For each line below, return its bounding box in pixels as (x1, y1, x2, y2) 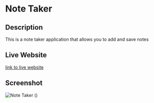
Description (5, 23, 43, 32)
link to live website (5, 64, 44, 70)
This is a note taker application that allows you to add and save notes (5, 36, 149, 42)
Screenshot (5, 79, 43, 87)
